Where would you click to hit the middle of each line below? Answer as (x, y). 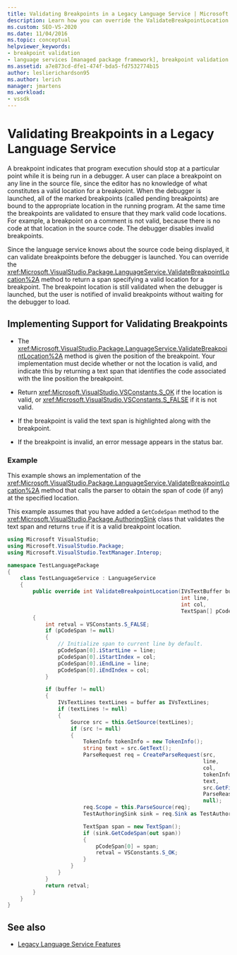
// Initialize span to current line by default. (130, 644)
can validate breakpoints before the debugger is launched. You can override (118, 257)
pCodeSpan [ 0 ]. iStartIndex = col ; (107, 657)
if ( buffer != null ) (75, 689)
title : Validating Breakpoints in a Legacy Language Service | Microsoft (118, 14)
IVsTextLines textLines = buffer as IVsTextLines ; (134, 703)
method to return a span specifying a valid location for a (123, 279)
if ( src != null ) (96, 729)
